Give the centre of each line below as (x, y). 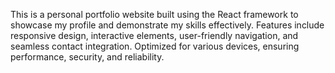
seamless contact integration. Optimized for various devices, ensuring (155, 46)
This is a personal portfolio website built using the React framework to (154, 14)
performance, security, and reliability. (87, 57)
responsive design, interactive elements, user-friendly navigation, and (154, 35)
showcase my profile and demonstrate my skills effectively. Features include (167, 25)
